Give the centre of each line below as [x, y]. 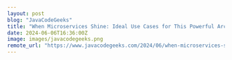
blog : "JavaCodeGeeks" [40, 20]
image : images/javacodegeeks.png [55, 39]
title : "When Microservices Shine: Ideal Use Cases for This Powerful [111, 26]
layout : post [26, 13]
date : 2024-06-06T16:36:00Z [48, 33]
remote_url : [24, 46]
